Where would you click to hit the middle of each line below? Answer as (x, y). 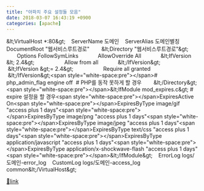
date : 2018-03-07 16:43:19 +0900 (49, 18)
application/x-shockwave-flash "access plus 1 (124, 149)
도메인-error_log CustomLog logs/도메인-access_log (74, 163)
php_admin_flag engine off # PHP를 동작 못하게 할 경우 (74, 82)
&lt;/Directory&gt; (175, 82)
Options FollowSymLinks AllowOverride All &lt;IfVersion (104, 56)
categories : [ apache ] (34, 23)
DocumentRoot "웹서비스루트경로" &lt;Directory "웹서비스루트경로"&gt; (97, 49)
